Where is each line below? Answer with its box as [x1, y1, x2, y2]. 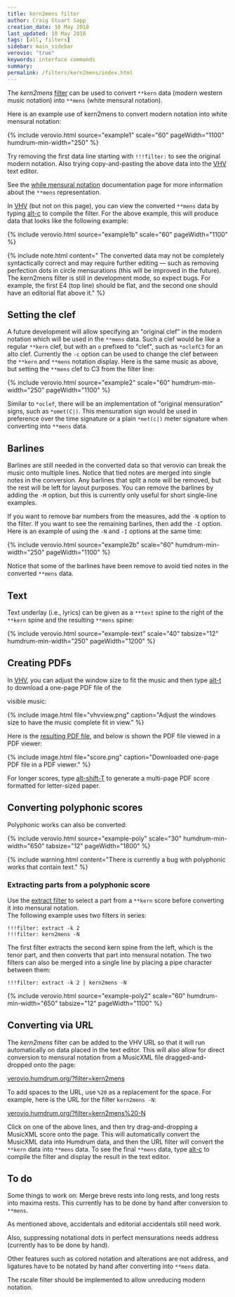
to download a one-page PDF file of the [7, 683, 121, 691]
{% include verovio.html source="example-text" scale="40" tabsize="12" [7, 629, 219, 637]
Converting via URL [7, 1019, 93, 1031]
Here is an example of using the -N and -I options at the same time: [7, 527, 202, 535]
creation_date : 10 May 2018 [7, 23, 90, 30]
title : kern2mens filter [7, 10, 80, 18]
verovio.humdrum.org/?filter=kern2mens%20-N [7, 1108, 146, 1117]
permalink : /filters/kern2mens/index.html [7, 69, 133, 76]
